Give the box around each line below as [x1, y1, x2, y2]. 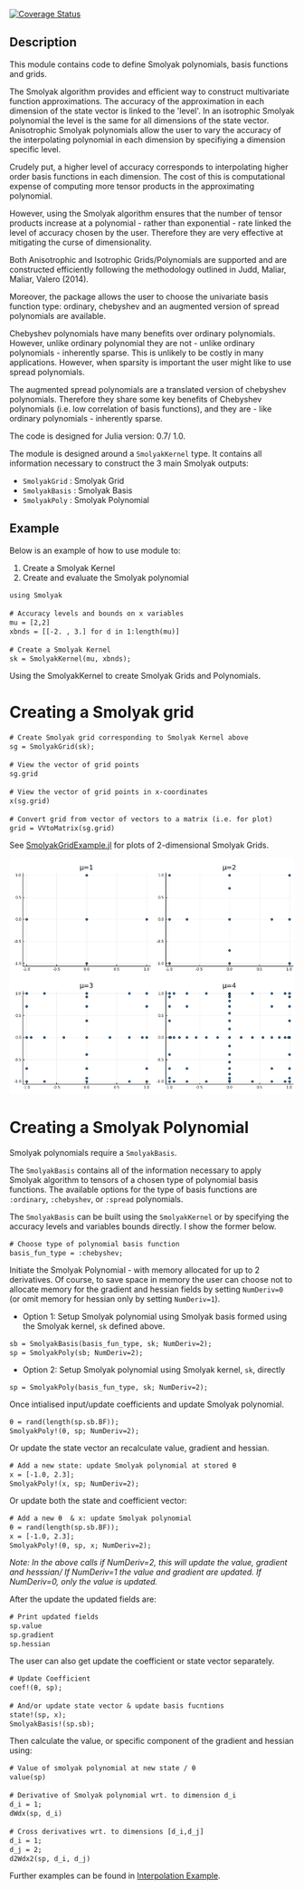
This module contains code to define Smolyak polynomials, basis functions [9, 59, 289, 70]
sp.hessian [9, 1639, 51, 1649]
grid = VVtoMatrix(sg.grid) [9, 823, 116, 833]
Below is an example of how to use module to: [9, 545, 181, 556]
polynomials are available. [9, 310, 107, 321]
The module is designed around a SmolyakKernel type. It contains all [9, 448, 262, 459]
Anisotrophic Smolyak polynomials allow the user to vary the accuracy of [9, 124, 282, 135]
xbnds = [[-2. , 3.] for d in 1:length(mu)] [9, 626, 180, 636]
